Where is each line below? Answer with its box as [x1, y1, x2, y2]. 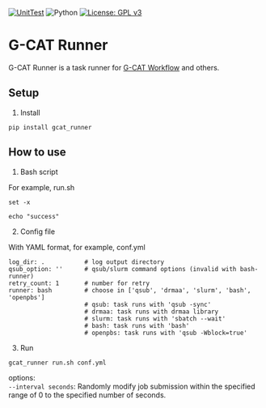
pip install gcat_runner [8, 123, 92, 131]
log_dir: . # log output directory [8, 257, 164, 266]
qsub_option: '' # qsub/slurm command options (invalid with [8, 265, 237, 273]
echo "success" [8, 212, 60, 220]
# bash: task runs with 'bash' [84, 321, 190, 329]
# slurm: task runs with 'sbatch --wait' [84, 314, 226, 323]
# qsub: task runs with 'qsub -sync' [84, 300, 212, 308]
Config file [19, 227, 55, 236]
